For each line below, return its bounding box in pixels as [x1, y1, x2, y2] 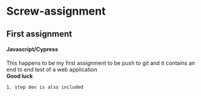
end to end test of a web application [6, 65, 97, 73]
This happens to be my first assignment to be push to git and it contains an [6, 59, 195, 67]
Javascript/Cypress [6, 46, 58, 53]
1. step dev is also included [6, 84, 84, 90]
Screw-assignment [6, 4, 106, 18]
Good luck [6, 72, 33, 79]
